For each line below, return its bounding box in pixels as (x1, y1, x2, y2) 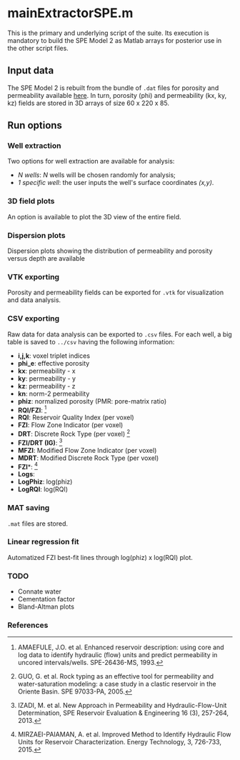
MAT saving (7, 503, 50, 513)
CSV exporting (7, 314, 60, 324)
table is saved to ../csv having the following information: (7, 337, 175, 346)
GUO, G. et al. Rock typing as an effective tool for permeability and (17, 672, 214, 681)
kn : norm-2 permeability (17, 389, 90, 398)
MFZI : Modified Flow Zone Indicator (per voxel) (17, 446, 157, 454)
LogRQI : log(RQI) (17, 485, 69, 494)
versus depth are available (7, 254, 86, 263)
